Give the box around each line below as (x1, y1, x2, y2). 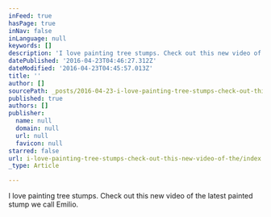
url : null (15, 131, 48, 140)
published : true (8, 94, 63, 102)
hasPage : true (8, 19, 56, 27)
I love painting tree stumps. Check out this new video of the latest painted (8, 191, 253, 201)
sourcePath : (8, 86, 48, 95)
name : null (15, 117, 52, 125)
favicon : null (15, 139, 63, 148)
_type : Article (8, 162, 60, 170)
